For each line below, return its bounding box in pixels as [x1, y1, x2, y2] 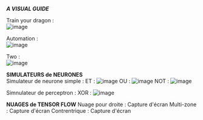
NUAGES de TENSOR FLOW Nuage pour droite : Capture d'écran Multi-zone [6, 101, 197, 108]
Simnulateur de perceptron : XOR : [6, 89, 92, 96]
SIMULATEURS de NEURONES [6, 71, 83, 78]
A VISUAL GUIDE [6, 5, 50, 12]
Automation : [6, 35, 38, 42]
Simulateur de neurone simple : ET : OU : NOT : [6, 78, 170, 84]
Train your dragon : [6, 17, 55, 24]
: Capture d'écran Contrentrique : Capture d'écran [6, 107, 131, 114]
